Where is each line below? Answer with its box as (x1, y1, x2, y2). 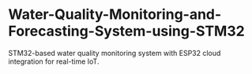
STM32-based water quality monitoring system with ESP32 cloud (8, 48, 221, 57)
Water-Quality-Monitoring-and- (8, 6, 222, 24)
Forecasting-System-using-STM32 (8, 22, 245, 40)
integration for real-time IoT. (8, 57, 100, 66)
